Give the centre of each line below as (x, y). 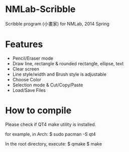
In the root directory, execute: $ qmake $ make (53, 143)
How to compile (38, 111)
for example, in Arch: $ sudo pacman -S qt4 (51, 134)
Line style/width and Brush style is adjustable (59, 74)
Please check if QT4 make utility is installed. (51, 124)
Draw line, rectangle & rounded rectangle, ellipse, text (68, 63)
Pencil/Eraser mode (33, 58)
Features (24, 44)
